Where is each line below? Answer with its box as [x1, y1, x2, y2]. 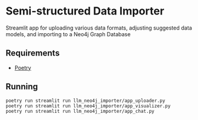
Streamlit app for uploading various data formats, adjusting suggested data [5, 24, 193, 31]
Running [5, 81, 39, 92]
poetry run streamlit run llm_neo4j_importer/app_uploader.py [5, 98, 165, 104]
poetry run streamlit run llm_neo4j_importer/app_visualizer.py [5, 103, 171, 109]
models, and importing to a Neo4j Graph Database [5, 30, 131, 37]
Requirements [5, 48, 60, 58]
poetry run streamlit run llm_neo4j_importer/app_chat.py [5, 108, 155, 114]
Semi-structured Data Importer [5, 4, 164, 18]
